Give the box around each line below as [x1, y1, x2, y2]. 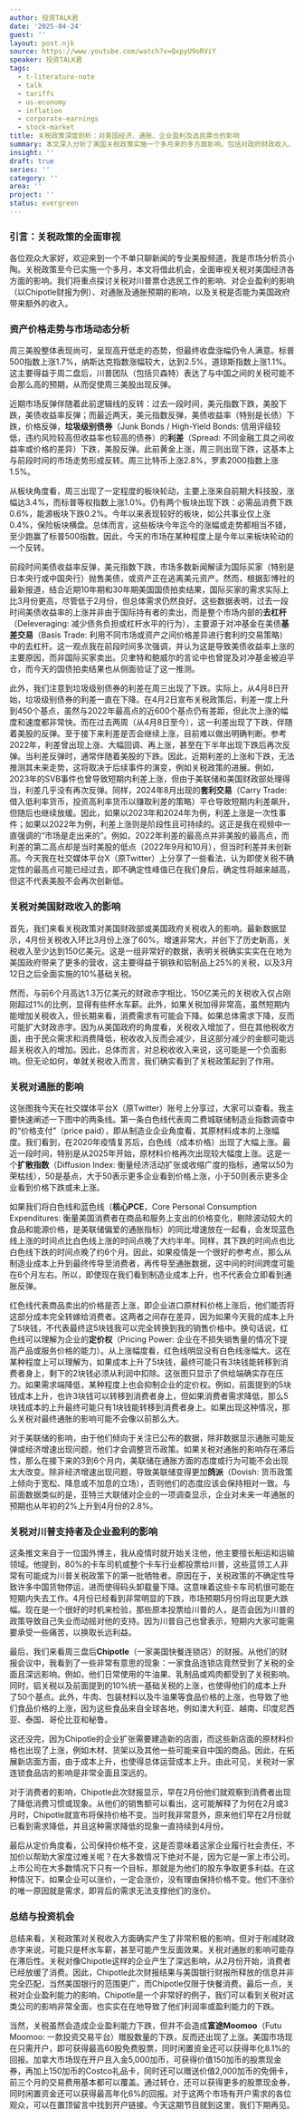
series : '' [9, 165, 51, 174]
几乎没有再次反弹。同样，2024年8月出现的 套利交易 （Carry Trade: [40, 785, 288, 796]
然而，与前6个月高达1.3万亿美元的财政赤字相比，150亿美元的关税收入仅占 [9, 987, 283, 998]
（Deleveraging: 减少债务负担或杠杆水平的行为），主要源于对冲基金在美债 [9, 618, 282, 629]
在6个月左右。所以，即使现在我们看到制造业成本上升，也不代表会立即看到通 [9, 1269, 292, 1280]
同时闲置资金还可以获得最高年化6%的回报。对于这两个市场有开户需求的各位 [9, 2087, 292, 2099]
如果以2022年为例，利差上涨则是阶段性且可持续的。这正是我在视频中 [24, 819, 283, 830]
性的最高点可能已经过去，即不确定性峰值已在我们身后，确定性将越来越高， [16, 864, 295, 875]
